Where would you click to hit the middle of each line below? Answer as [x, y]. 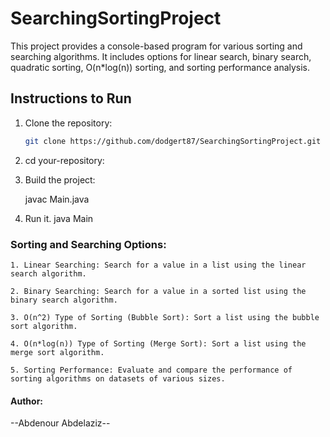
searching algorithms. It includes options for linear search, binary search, [161, 56]
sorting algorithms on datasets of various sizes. [118, 378]
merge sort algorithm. [57, 352]
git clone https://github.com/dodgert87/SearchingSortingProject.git [173, 141]
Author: [27, 401]
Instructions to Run [71, 98]
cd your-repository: [64, 160]
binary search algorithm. [64, 300]
